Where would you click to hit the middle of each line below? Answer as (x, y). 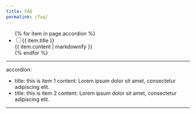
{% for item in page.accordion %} (55, 33)
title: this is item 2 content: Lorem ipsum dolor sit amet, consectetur (95, 93)
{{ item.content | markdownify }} (53, 47)
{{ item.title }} (38, 40)
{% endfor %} (31, 52)
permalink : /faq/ (27, 17)
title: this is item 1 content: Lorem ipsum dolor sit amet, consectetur (95, 81)
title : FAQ (19, 11)
